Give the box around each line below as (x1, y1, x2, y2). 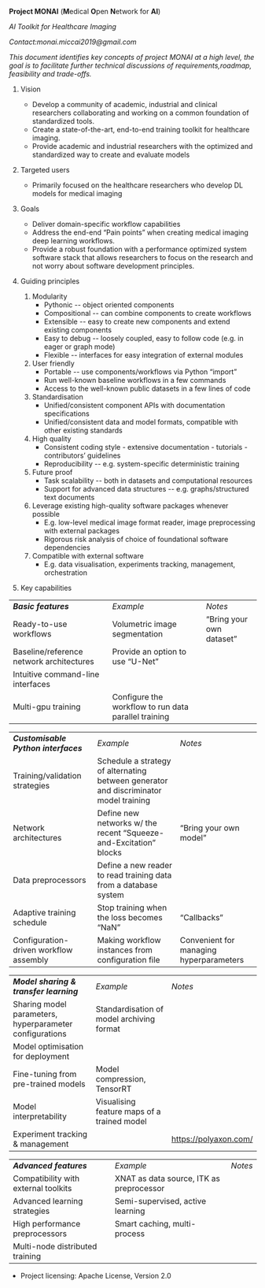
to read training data (97, 870, 172, 881)
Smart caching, (114, 1219, 171, 1229)
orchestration (43, 568, 87, 577)
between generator (97, 775, 168, 786)
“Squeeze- (123, 827, 164, 838)
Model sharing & (13, 976, 77, 987)
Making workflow (97, 935, 161, 945)
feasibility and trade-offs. (9, 69, 92, 78)
